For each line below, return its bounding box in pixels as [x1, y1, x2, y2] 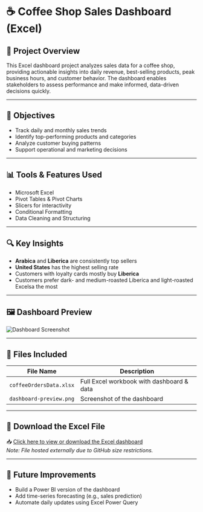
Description [120, 367, 155, 376]
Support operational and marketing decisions [14, 146, 128, 153]
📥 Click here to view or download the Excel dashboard [6, 438, 143, 445]
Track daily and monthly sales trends [14, 126, 107, 133]
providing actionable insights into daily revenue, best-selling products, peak [6, 68, 195, 75]
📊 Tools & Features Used [6, 170, 103, 180]
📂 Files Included [6, 349, 68, 359]
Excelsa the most [14, 283, 58, 290]
